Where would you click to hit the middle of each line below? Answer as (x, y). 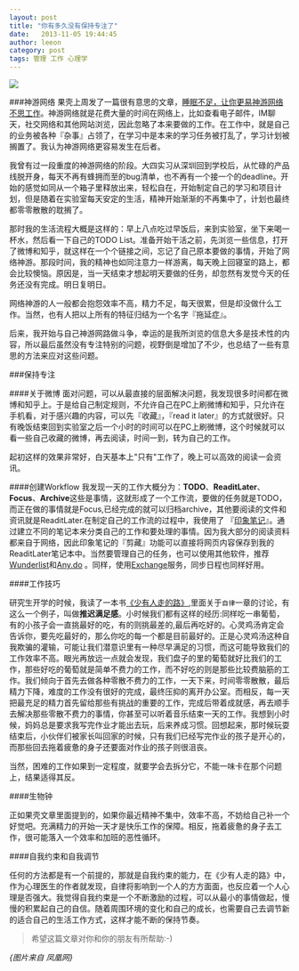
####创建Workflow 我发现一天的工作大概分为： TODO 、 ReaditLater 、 (137, 487)
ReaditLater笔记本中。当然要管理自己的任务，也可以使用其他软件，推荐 (139, 554)
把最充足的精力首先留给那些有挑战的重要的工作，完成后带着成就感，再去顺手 (149, 703)
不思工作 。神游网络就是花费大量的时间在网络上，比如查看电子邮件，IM (139, 113)
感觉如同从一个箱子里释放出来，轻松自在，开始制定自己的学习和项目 (149, 187)
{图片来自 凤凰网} (41, 957)
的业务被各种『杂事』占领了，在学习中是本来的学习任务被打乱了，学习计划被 (149, 135)
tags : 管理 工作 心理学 (48, 59)
